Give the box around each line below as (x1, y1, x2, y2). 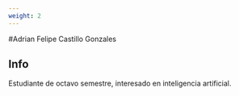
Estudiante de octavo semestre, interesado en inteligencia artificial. (8, 78, 232, 89)
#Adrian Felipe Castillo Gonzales (8, 34, 117, 44)
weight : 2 (8, 11, 42, 20)
